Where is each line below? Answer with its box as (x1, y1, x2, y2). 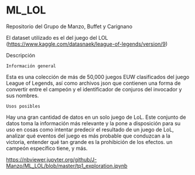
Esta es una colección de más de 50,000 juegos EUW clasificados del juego (6, 73, 190, 80)
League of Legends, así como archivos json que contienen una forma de (6, 80, 181, 87)
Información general (6, 63, 57, 69)
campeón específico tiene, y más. (6, 145, 88, 152)
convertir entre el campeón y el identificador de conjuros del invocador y (6, 85, 182, 92)
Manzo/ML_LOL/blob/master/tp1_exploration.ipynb (6, 162, 128, 169)
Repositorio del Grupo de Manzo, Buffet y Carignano (6, 23, 133, 30)
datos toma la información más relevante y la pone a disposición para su (6, 119, 181, 126)
